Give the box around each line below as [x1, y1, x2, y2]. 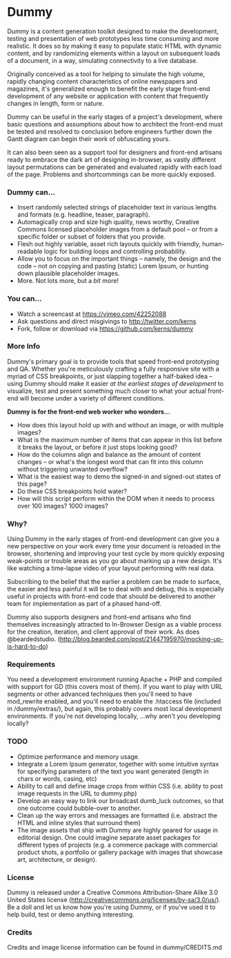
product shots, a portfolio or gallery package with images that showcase [17, 848, 223, 856]
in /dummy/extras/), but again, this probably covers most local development [7, 705, 223, 713]
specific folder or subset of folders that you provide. [17, 232, 165, 241]
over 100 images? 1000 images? [17, 501, 108, 510]
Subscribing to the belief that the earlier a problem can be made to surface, [7, 578, 222, 586]
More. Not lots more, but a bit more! [17, 277, 119, 285]
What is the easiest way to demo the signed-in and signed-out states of [17, 472, 221, 481]
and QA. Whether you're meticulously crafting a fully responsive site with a [7, 365, 219, 373]
